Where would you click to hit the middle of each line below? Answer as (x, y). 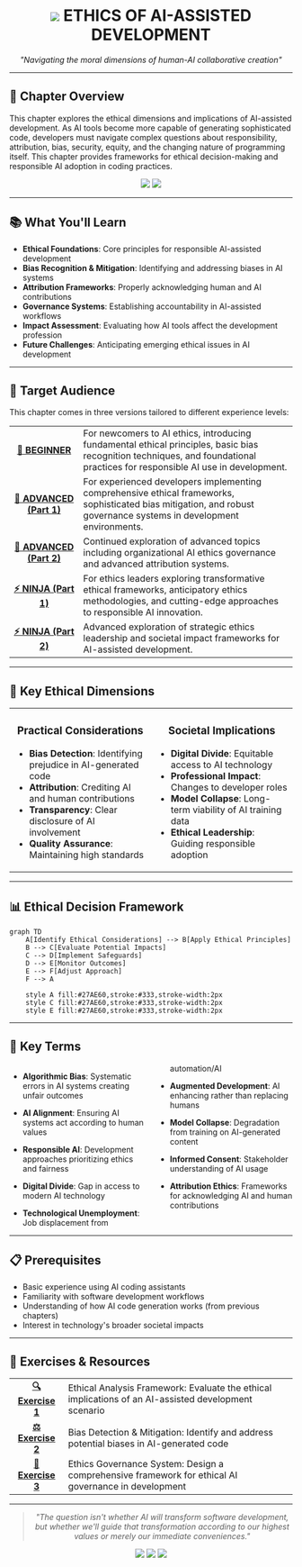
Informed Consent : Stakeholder (229, 1159)
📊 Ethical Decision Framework (97, 906)
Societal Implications (222, 731)
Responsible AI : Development (78, 1149)
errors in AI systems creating (76, 1085)
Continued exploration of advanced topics (172, 541)
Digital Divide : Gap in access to (81, 1186)
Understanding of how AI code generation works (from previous (141, 1306)
